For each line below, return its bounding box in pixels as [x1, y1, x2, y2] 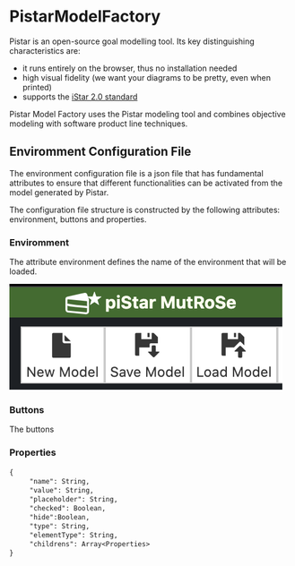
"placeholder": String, [29, 494, 118, 503]
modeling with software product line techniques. [9, 118, 188, 129]
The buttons [9, 424, 55, 435]
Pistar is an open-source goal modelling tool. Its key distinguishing [9, 36, 256, 47]
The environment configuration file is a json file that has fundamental [9, 167, 265, 178]
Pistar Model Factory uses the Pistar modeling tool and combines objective [9, 108, 286, 119]
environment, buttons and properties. [9, 213, 147, 225]
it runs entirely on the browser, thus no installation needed [22, 63, 238, 73]
